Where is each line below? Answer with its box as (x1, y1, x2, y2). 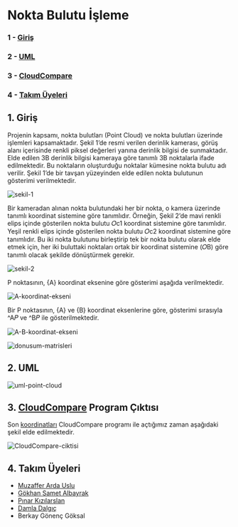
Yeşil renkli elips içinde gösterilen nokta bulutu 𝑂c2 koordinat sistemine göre (7, 226, 232, 235)
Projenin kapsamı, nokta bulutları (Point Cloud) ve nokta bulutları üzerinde (7, 130, 223, 139)
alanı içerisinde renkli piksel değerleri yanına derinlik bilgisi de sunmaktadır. (7, 146, 228, 155)
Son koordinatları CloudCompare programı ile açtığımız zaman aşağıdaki (7, 420, 219, 429)
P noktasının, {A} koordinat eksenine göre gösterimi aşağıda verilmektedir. (7, 278, 225, 286)
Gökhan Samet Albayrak (17, 489, 89, 498)
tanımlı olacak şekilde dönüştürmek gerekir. (7, 250, 135, 259)
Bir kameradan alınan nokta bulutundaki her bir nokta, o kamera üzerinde (7, 204, 221, 212)
